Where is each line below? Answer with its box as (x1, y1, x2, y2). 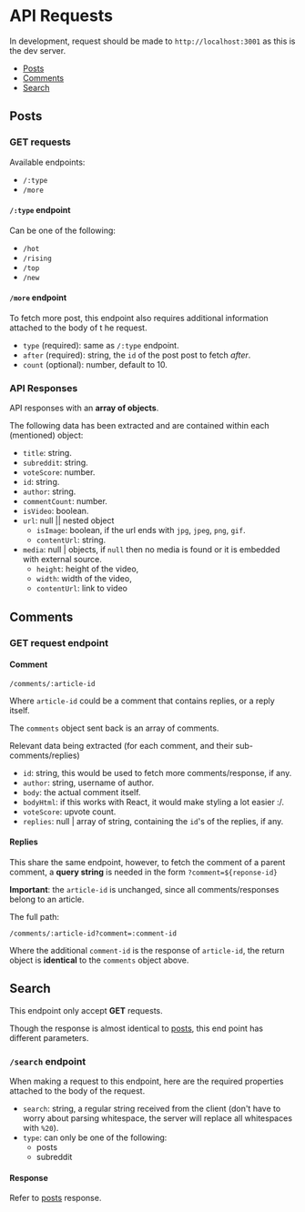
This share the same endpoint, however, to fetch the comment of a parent (9, 857, 286, 868)
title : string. (22, 448, 73, 459)
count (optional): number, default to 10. (22, 359, 168, 370)
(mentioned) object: (9, 429, 84, 441)
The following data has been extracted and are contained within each (9, 420, 270, 431)
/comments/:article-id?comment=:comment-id (9, 929, 178, 938)
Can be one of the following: (9, 225, 117, 236)
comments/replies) (9, 750, 80, 761)
